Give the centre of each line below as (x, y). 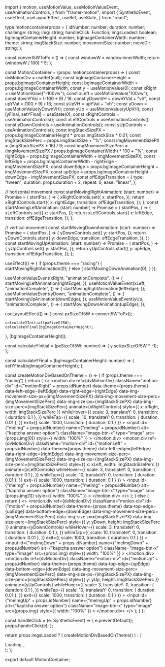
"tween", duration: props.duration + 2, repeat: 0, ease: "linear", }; (71, 182)
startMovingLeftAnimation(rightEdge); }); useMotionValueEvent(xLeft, (76, 283)
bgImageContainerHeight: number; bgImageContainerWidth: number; (76, 37)
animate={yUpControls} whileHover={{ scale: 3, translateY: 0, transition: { (80, 585)
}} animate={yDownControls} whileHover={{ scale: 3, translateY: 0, (73, 527)
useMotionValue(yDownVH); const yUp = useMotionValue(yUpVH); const (79, 109)
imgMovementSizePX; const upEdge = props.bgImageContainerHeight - (78, 172)
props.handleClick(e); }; (29, 626)
